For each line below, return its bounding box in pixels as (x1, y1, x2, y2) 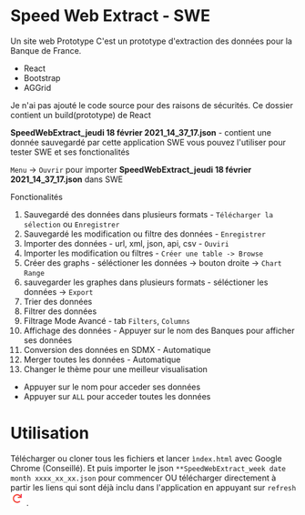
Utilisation (10, 423, 89, 444)
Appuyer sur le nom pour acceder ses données (23, 381, 201, 392)
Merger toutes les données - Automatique (23, 354, 181, 365)
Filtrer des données (23, 306, 97, 317)
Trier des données (23, 296, 93, 307)
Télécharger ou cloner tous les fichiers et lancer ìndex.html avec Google (10, 452, 282, 464)
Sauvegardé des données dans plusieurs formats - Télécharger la (23, 208, 274, 219)
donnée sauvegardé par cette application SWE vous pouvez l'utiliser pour (10, 136, 286, 147)
